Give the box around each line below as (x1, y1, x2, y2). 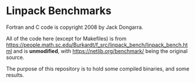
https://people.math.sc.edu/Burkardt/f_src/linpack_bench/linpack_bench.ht (6, 41, 188, 48)
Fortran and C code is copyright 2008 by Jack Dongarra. (6, 24, 144, 31)
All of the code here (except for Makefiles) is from (6, 35, 127, 42)
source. (6, 54, 25, 61)
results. (6, 71, 25, 78)
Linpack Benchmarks (6, 4, 112, 18)
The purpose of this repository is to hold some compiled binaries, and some (6, 65, 190, 72)
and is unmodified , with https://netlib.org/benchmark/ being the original (13, 47, 188, 54)
